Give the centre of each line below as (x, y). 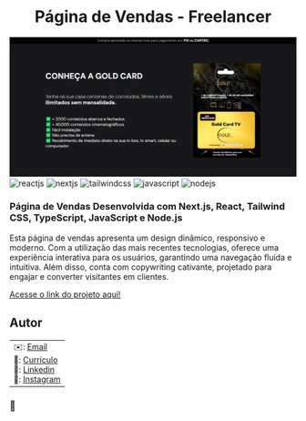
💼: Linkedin (34, 370)
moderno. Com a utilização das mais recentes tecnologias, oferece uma (144, 247)
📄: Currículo (36, 360)
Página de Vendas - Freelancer (153, 17)
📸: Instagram (37, 379)
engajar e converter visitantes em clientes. (89, 276)
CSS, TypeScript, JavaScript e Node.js (96, 218)
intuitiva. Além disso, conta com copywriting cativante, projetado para (141, 267)
